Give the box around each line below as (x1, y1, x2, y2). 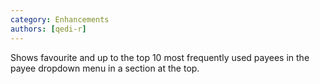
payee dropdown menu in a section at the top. (10, 62, 200, 74)
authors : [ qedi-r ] (10, 24, 87, 34)
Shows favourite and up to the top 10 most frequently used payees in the (10, 51, 310, 63)
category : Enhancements (10, 14, 110, 25)
